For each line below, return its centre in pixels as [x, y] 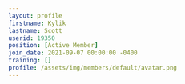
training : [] [30, 61]
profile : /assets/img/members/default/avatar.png [93, 68]
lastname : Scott [35, 30]
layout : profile [35, 16]
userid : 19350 [32, 38]
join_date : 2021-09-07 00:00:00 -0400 [73, 53]
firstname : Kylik [37, 23]
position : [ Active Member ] [53, 46]
